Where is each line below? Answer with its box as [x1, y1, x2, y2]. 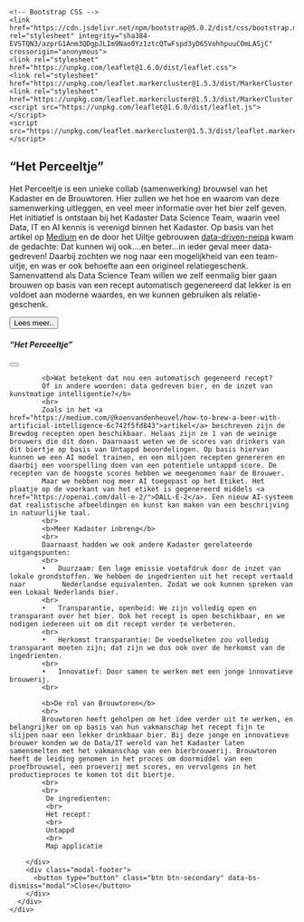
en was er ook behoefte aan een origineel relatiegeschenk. [29, 260, 249, 271]
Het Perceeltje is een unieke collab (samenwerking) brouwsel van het [9, 183, 269, 194]
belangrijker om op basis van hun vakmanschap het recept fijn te [9, 723, 265, 732]
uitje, [9, 260, 28, 271]
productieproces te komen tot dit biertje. [9, 770, 176, 779]
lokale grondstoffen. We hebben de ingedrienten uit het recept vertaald [9, 571, 294, 581]
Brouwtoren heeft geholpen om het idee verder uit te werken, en [42, 714, 294, 723]
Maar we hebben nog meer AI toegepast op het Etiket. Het [42, 476, 265, 486]
